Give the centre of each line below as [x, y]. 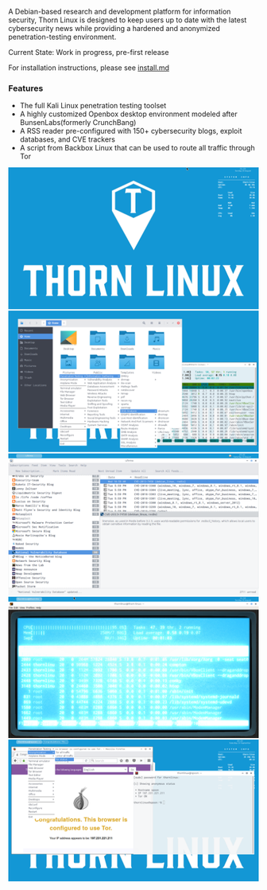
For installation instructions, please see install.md [89, 68]
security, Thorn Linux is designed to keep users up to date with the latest [128, 20]
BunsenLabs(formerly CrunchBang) [78, 123]
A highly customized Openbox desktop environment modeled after [128, 114]
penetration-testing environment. [62, 37]
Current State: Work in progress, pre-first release [89, 52]
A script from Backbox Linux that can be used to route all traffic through [137, 148]
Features [26, 88]
